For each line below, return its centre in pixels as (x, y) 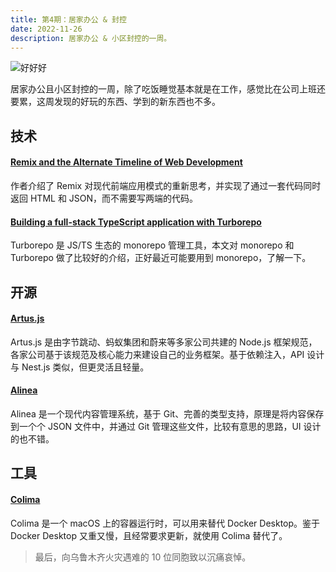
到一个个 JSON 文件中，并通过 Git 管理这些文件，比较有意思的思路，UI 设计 (166, 426)
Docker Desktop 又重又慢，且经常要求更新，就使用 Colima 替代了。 (149, 535)
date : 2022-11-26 (46, 29)
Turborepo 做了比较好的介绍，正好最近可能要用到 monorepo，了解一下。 (161, 258)
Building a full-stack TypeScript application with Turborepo (136, 222)
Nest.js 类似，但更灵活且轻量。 (85, 367)
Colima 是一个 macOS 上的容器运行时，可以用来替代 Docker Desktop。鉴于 (165, 523)
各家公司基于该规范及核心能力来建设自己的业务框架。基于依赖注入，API (157, 354)
